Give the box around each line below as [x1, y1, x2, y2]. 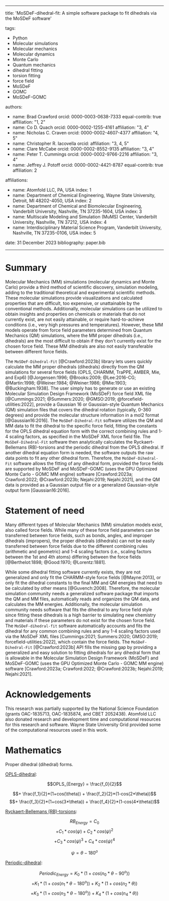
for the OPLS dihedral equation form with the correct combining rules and [5, 428, 157, 434]
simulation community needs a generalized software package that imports [5, 590, 159, 596]
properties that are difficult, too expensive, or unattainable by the [5, 300, 140, 306]
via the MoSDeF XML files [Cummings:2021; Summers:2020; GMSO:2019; [5, 633, 158, 639]
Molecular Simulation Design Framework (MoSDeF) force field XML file [5, 390, 152, 397]
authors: [5, 104, 23, 110]
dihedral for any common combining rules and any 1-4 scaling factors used [5, 628, 161, 634]
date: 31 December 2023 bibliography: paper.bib [5, 240, 106, 246]
